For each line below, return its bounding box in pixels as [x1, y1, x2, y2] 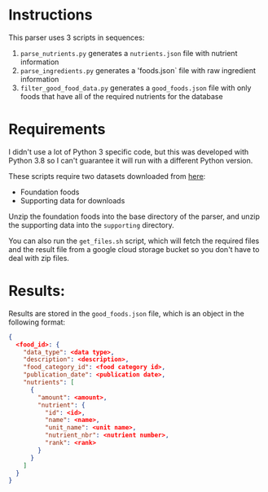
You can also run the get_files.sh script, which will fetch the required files [8, 236, 260, 246]
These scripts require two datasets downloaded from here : [8, 171, 206, 181]
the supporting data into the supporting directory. [8, 220, 175, 229]
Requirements [8, 120, 106, 139]
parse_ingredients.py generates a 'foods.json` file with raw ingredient [20, 65, 257, 75]
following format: [8, 317, 66, 327]
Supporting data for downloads [20, 195, 125, 205]
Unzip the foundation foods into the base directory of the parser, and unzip [8, 211, 261, 221]
